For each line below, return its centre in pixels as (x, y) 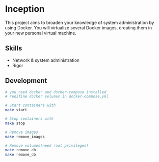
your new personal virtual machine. (41, 33)
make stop (15, 123)
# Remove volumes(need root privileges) (47, 145)
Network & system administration (46, 60)
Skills (13, 48)
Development (26, 81)
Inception (25, 9)
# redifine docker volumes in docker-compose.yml (57, 96)
